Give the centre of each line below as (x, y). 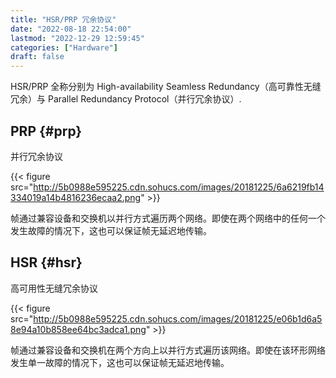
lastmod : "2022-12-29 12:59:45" (77, 38)
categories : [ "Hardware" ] (64, 47)
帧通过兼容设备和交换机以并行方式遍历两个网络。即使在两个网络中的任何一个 (168, 218)
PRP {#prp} (46, 131)
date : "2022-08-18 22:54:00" (71, 29)
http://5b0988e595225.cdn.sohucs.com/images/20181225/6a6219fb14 (179, 187)
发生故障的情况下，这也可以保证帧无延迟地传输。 (111, 230)
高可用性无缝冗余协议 (54, 288)
